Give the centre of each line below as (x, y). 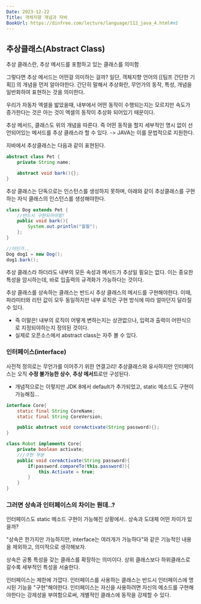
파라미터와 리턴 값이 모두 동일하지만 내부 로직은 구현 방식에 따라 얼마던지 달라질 (99, 300)
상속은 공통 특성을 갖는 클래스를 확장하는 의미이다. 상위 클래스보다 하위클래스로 (98, 560)
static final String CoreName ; (56, 411)
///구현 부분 (31, 455)
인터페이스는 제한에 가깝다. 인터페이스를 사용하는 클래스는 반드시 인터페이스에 (97, 580)
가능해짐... (27, 394)
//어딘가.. (18, 249)
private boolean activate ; (51, 450)
